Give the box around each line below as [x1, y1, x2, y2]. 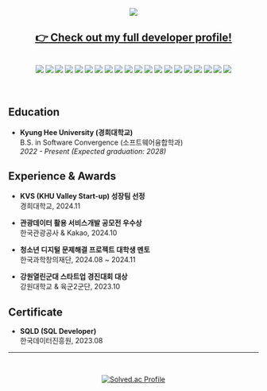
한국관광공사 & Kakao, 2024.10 [19, 228, 118, 238]
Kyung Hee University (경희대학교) [19, 127, 133, 137]
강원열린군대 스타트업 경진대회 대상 [19, 272, 128, 281]
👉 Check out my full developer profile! [35, 31, 232, 45]
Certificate [8, 305, 64, 319]
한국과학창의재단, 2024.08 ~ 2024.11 [19, 255, 136, 265]
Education [8, 106, 60, 119]
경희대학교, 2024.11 [19, 201, 81, 211]
